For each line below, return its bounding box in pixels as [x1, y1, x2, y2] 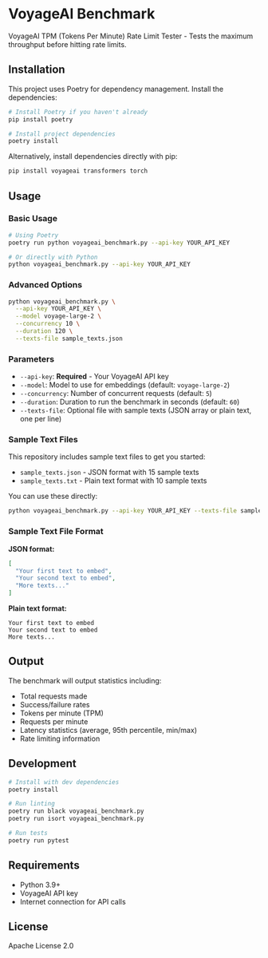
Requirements [8, 859, 80, 873]
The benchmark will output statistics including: [8, 675, 162, 685]
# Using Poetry [8, 231, 59, 239]
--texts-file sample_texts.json [15, 335, 124, 342]
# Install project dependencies [8, 129, 116, 138]
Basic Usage [8, 213, 58, 224]
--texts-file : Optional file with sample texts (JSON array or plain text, [19, 406, 252, 415]
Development [8, 757, 77, 770]
